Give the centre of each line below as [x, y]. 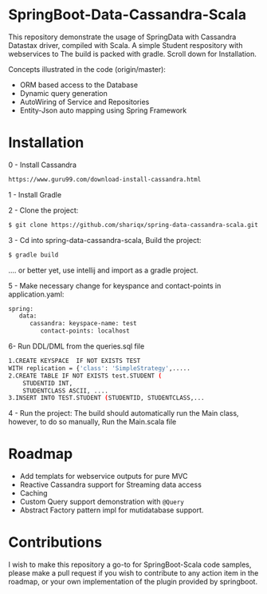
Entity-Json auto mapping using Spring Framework [103, 110]
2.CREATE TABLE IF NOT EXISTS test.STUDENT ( [85, 376]
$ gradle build [33, 255]
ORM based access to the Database [79, 85]
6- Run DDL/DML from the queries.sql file [77, 346]
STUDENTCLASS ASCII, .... [66, 391]
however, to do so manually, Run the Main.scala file [92, 422]
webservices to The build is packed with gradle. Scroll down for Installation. [132, 54]
